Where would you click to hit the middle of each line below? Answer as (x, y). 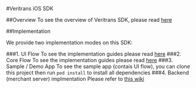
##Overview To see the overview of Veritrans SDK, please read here (89, 20)
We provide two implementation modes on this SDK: (69, 43)
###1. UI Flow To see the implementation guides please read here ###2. (94, 54)
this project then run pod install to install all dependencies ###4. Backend (98, 72)
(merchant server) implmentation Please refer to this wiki (75, 79)
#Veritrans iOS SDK (30, 9)
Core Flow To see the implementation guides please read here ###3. (89, 60)
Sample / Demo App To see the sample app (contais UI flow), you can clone (98, 66)
